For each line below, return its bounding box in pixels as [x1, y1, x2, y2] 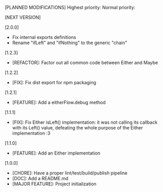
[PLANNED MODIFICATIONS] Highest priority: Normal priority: [5, 5, 136, 10]
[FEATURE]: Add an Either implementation [12, 150, 101, 156]
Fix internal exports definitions [12, 34, 76, 40]
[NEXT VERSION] [5, 14, 41, 20]
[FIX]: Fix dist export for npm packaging [12, 80, 97, 85]
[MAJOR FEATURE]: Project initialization [12, 181, 97, 187]
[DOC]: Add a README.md [12, 176, 68, 181]
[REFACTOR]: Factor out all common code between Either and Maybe [12, 60, 158, 66]
